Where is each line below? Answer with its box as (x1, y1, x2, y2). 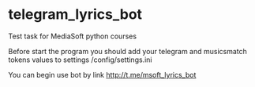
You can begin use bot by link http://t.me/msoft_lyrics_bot (8, 70, 197, 79)
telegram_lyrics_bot (8, 5, 143, 24)
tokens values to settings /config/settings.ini (8, 55, 152, 64)
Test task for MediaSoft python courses (8, 31, 137, 41)
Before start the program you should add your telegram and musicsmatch (8, 46, 247, 56)
